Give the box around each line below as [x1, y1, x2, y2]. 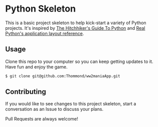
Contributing [5, 88, 46, 96]
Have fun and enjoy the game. [5, 63, 68, 70]
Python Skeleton [5, 3, 76, 15]
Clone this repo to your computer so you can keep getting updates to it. [5, 58, 153, 65]
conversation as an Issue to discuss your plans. [5, 106, 104, 112]
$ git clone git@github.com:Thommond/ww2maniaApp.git [5, 74, 121, 79]
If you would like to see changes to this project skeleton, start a [5, 101, 136, 107]
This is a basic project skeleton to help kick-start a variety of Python [5, 20, 147, 26]
